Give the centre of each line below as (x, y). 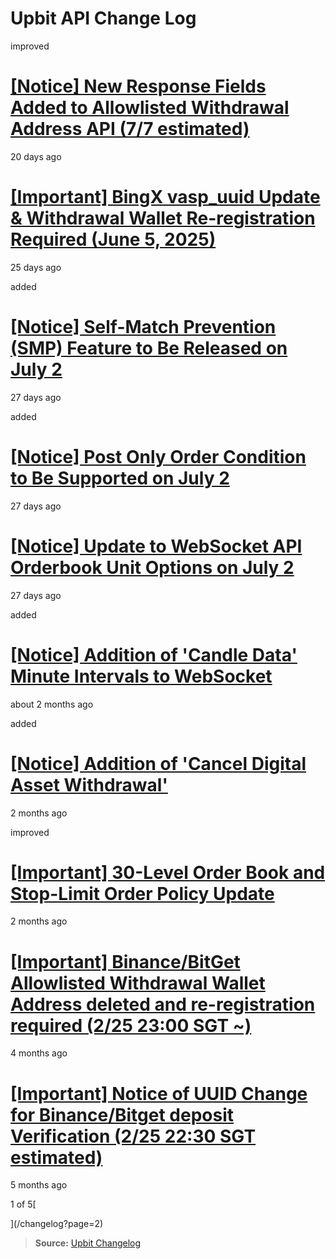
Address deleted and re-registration (163, 1004)
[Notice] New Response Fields (138, 86)
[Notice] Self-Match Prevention (143, 327)
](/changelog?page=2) (57, 1224)
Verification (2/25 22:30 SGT (133, 1136)
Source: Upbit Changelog (88, 1243)
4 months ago (39, 1053)
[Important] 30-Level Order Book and (168, 872)
